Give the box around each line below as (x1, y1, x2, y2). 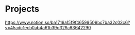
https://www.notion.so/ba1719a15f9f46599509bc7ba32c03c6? (5, 19, 130, 25)
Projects (5, 3, 40, 15)
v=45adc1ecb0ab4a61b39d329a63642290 (5, 24, 91, 30)
